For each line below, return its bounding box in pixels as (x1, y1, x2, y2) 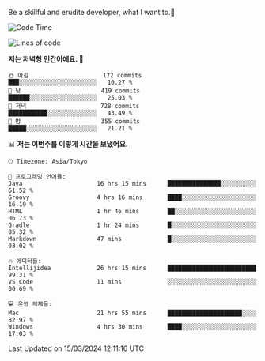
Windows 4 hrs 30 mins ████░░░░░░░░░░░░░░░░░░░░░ (8, 323, 257, 331)
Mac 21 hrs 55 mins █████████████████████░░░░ (8, 309, 257, 317)
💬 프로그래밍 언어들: (8, 173, 66, 181)
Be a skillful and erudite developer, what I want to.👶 (8, 8, 176, 17)
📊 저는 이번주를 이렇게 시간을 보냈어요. (8, 139, 129, 149)
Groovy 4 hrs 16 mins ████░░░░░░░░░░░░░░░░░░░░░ (8, 194, 257, 201)
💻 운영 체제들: (8, 300, 53, 308)
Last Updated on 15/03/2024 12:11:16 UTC (8, 344, 145, 353)
